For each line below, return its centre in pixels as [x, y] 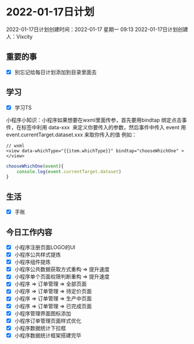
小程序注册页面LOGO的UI [45, 247]
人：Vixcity [20, 36]
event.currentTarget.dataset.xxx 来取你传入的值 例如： [72, 135]
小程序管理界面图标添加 [43, 313]
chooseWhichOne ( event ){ [35, 166]
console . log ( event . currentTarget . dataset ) [69, 171]
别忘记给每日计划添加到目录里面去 [56, 72]
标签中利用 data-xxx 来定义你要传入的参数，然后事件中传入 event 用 [104, 127]
